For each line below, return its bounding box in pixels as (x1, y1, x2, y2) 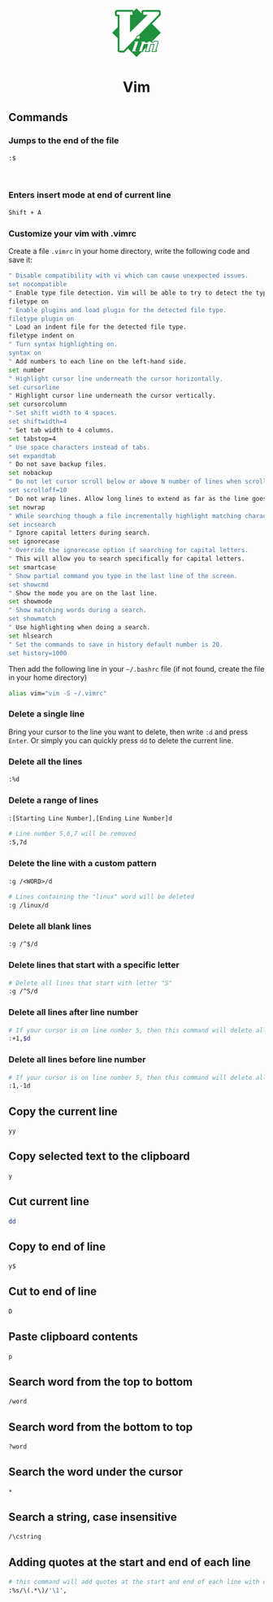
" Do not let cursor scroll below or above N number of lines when (8, 477, 242, 486)
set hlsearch (8, 632, 53, 640)
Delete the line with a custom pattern (8, 857, 157, 868)
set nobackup (8, 469, 53, 477)
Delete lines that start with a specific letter (8, 960, 180, 971)
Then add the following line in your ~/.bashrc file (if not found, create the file (8, 664, 265, 673)
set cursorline (8, 383, 60, 391)
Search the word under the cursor (8, 1465, 183, 1479)
